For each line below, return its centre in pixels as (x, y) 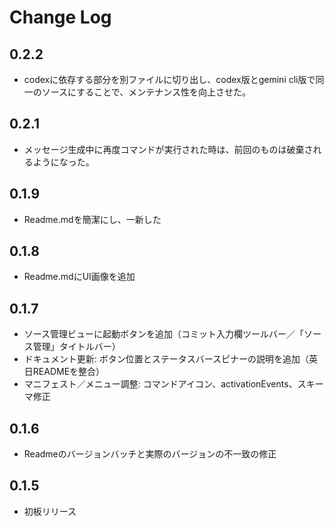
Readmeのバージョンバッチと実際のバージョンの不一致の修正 (150, 454)
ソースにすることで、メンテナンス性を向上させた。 (146, 92)
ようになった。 (63, 162)
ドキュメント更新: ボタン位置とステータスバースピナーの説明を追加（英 (171, 359)
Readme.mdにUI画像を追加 (79, 277)
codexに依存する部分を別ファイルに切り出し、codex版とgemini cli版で (169, 79)
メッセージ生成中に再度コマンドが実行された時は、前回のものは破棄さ (168, 149)
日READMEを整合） (64, 372)
